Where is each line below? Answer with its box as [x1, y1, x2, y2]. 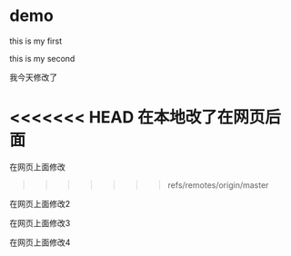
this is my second [9, 53, 75, 64]
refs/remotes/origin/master [167, 179, 269, 191]
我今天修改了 [9, 72, 57, 83]
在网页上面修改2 [9, 198, 71, 209]
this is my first [9, 35, 62, 46]
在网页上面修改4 [9, 237, 71, 248]
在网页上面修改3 [9, 217, 71, 228]
